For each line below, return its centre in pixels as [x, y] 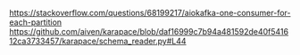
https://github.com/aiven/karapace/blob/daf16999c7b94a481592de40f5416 [149, 31]
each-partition [36, 22]
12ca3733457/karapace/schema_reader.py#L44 [98, 41]
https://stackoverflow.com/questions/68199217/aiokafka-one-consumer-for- [150, 13]
